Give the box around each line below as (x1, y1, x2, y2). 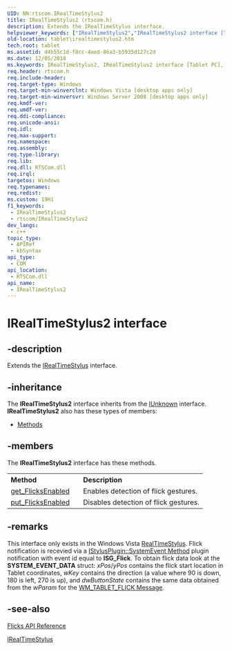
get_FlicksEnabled (10, 486, 70, 495)
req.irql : (7, 170, 36, 177)
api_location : (7, 266, 48, 273)
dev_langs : (7, 221, 39, 228)
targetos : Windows (7, 177, 60, 184)
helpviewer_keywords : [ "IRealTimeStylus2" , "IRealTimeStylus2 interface (7, 29, 217, 37)
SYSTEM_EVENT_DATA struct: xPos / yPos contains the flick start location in (7, 561, 224, 569)
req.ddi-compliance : (7, 112, 67, 119)
